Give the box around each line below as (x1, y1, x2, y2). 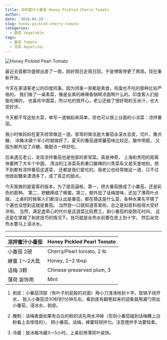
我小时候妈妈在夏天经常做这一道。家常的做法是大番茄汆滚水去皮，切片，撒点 (5, 131, 162, 137)
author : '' (5, 12, 28, 17)
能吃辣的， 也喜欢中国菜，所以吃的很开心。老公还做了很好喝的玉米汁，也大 (5, 98, 159, 104)
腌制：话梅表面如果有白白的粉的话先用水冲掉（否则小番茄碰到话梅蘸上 (12, 313, 157, 319)
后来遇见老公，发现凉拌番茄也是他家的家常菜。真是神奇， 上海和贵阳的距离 (5, 154, 159, 160)
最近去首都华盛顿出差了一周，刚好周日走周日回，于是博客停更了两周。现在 (5, 68, 158, 74)
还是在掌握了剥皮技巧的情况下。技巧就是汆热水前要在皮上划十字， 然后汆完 (5, 215, 159, 221)
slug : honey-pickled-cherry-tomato (5, 21, 79, 26)
